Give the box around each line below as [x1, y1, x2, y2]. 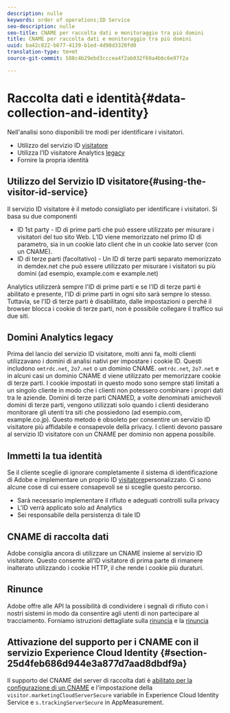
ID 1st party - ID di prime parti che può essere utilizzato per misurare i [16, 225, 214, 234]
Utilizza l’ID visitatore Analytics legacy [16, 149, 125, 157]
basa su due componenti [7, 212, 78, 220]
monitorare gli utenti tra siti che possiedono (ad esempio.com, [7, 408, 183, 417]
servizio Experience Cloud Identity [7, 647, 159, 659]
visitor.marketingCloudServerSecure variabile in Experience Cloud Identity [7, 690, 220, 699]
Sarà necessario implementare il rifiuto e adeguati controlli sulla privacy [16, 496, 220, 505]
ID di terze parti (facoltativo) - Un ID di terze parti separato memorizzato [16, 254, 222, 263]
